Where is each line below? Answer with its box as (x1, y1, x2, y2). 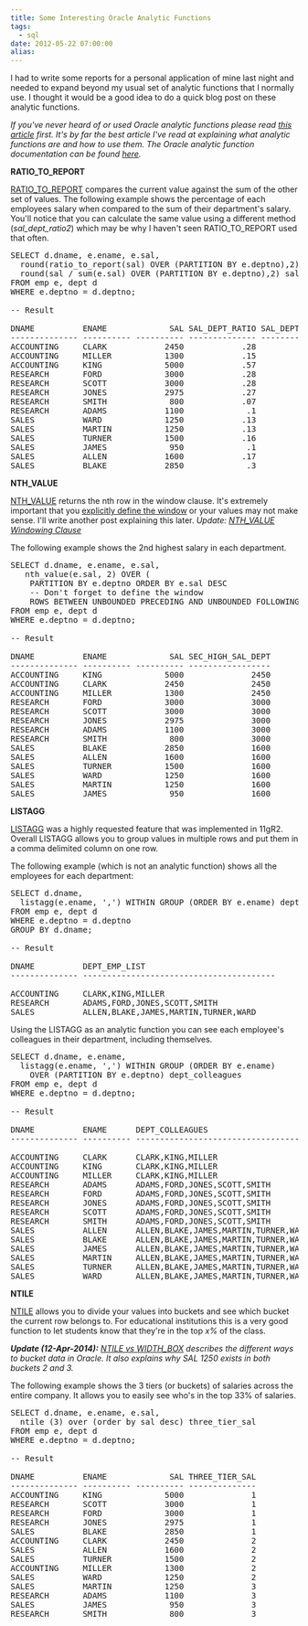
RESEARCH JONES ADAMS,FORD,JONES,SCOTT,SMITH (10, 1198, 271, 1208)
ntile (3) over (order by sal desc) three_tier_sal (19, 1417, 257, 1428)
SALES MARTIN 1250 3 (10, 1581, 257, 1592)
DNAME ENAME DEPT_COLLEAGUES (10, 1125, 208, 1135)
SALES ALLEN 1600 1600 (10, 752, 271, 763)
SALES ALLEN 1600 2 (10, 1545, 257, 1556)
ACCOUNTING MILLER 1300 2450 (10, 688, 271, 699)
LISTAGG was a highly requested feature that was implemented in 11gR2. (10, 824, 283, 835)
